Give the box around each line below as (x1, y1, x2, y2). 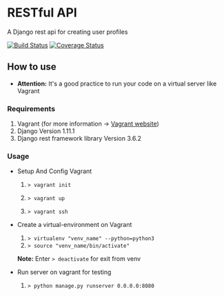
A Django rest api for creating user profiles (7, 28, 128, 36)
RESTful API (7, 5, 77, 21)
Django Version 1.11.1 (17, 127, 75, 135)
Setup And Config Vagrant (17, 167, 92, 175)
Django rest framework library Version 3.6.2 (17, 135, 141, 143)
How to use (7, 61, 57, 73)
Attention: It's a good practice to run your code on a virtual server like (17, 79, 217, 88)
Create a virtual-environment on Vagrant (17, 221, 132, 229)
